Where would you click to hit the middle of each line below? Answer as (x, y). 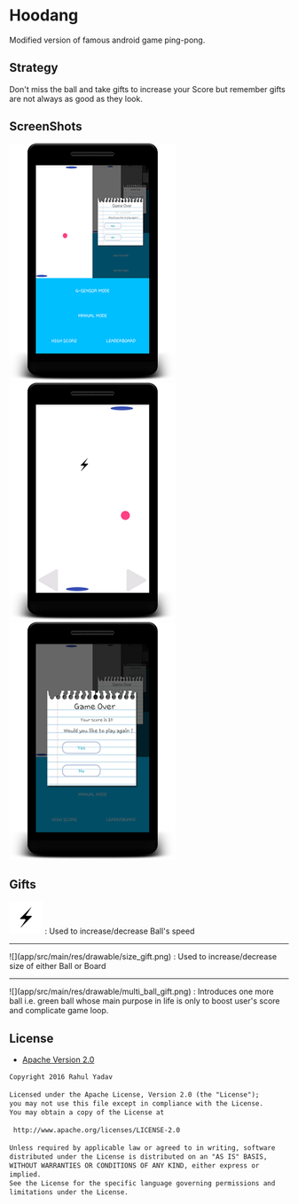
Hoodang (44, 16)
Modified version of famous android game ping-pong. (107, 40)
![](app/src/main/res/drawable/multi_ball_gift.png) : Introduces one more (141, 992)
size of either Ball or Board (58, 966)
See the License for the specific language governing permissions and (142, 1184)
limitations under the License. (69, 1192)
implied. (25, 1175)
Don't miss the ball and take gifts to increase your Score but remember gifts (147, 89)
